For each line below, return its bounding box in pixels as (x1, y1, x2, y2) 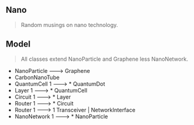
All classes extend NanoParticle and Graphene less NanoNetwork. (20, 55, 188, 63)
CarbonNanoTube (14, 74, 60, 81)
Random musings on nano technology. (20, 21, 118, 28)
